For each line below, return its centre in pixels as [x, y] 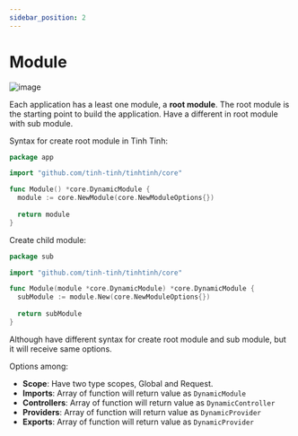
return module [44, 214]
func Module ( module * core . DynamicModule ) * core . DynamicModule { [132, 289]
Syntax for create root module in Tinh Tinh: [89, 141]
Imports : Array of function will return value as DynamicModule [134, 393]
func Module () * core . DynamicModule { [80, 189]
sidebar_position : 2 [48, 17]
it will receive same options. [61, 349]
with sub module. [41, 123]
